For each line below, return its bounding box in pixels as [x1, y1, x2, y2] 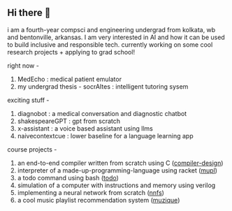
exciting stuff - [7, 96, 50, 104]
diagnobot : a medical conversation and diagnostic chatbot [17, 109, 187, 117]
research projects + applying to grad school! [7, 48, 135, 56]
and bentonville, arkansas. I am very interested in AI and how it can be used [7, 33, 225, 41]
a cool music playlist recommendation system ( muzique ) [17, 196, 180, 204]
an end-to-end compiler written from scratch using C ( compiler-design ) [17, 159, 224, 167]
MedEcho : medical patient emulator [17, 75, 122, 83]
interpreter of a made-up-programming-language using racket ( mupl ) [17, 166, 218, 175]
